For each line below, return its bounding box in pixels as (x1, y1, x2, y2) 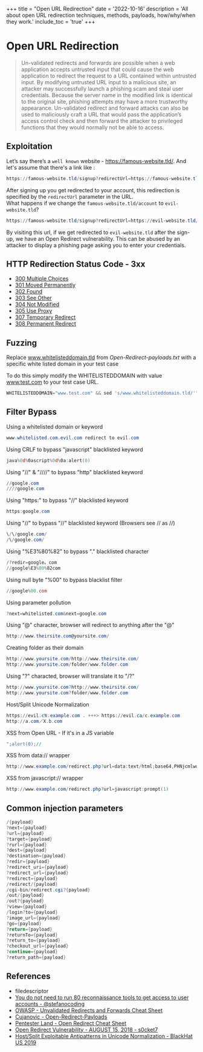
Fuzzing (6, 338, 37, 348)
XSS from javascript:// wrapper (6, 774, 83, 782)
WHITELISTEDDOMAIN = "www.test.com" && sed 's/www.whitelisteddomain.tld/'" (6, 390, 199, 397)
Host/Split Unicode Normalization (6, 700, 89, 708)
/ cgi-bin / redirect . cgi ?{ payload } (6, 886, 91, 893)
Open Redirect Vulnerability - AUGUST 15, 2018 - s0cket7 (14, 1026, 158, 1033)
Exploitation (6, 141, 53, 152)
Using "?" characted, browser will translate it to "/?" (6, 672, 135, 680)
